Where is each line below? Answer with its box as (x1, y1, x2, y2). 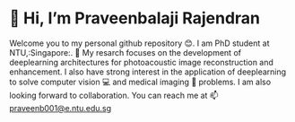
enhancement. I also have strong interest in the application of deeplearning (9, 66, 287, 77)
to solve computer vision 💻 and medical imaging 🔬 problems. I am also (9, 76, 272, 87)
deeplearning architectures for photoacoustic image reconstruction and (9, 57, 273, 67)
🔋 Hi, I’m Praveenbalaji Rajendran (9, 8, 260, 29)
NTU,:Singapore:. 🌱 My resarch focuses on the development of (9, 47, 242, 57)
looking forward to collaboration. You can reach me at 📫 (9, 90, 219, 100)
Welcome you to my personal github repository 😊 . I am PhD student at (9, 38, 271, 48)
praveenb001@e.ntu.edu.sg (9, 102, 112, 113)
